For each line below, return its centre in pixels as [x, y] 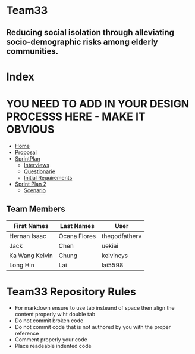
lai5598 [112, 265]
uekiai [110, 245]
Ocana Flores [77, 236]
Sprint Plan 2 [30, 184]
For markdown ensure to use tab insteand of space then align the [95, 308]
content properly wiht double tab [55, 315]
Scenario [35, 190]
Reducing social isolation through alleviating [90, 33]
